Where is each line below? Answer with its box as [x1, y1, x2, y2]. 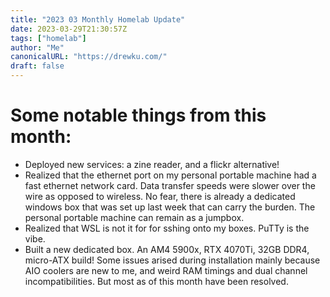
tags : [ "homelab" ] [10, 33, 87, 43]
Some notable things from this [10, 104, 267, 127]
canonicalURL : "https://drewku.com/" [10, 52, 168, 62]
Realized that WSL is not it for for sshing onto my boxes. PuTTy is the [24, 222, 310, 234]
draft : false [10, 61, 65, 71]
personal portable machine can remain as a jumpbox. [24, 211, 245, 223]
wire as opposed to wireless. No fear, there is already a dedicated [24, 190, 296, 202]
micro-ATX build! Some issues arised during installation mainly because [24, 254, 321, 266]
